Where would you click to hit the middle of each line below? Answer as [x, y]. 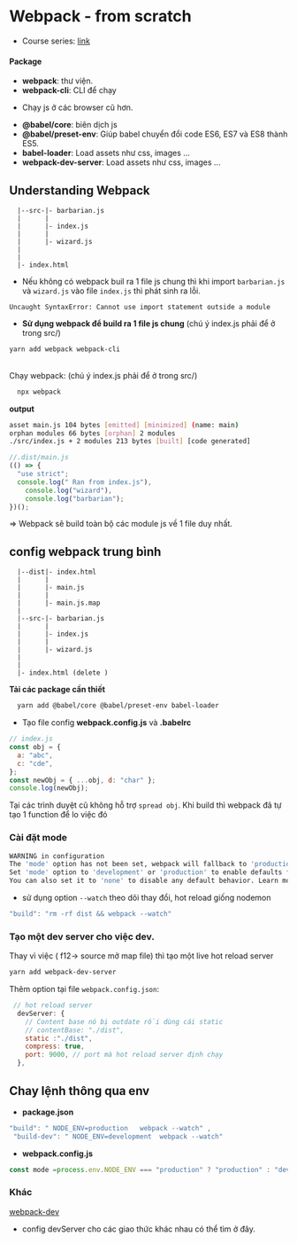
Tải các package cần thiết [57, 690]
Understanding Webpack [80, 190]
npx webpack [39, 392]
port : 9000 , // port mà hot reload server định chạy [124, 1055]
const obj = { [35, 747]
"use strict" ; [43, 474]
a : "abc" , [35, 755]
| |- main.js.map [59, 603]
